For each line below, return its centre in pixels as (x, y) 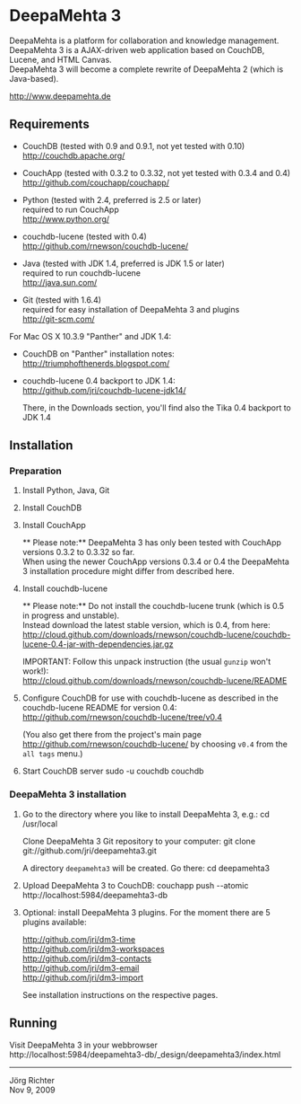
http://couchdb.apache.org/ (73, 155)
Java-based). (34, 78)
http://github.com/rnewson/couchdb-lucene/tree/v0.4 (122, 717)
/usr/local (40, 824)
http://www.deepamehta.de (60, 96)
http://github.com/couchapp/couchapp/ (96, 182)
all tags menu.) (52, 754)
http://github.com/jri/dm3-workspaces (93, 949)
